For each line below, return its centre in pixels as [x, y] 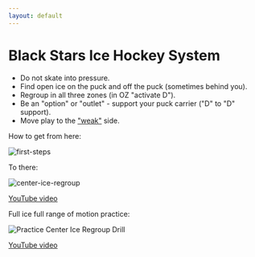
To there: [23, 167]
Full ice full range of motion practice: [69, 214]
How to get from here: [45, 136]
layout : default [35, 16]
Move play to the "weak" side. [70, 120]
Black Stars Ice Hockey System [114, 55]
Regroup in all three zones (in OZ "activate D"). [98, 95]
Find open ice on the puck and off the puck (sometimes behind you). [134, 86]
